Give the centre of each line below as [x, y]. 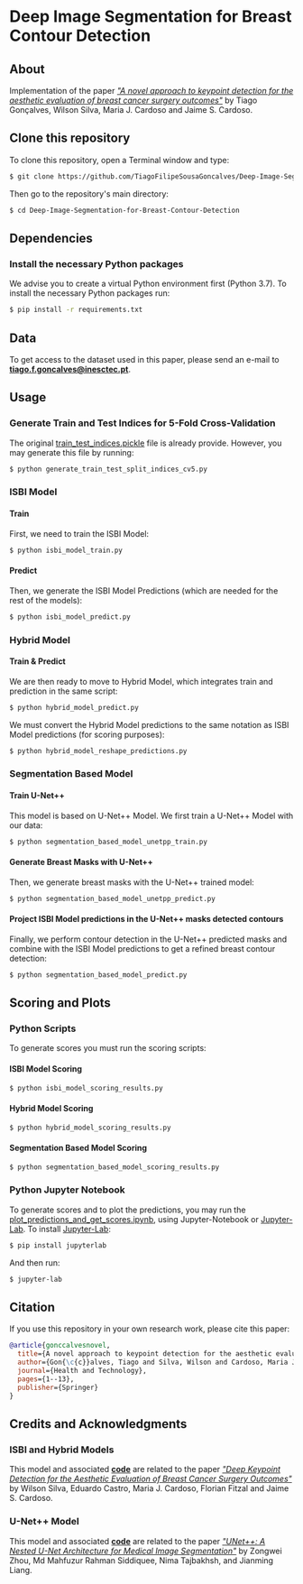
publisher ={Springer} [58, 1387]
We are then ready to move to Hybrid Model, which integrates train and [141, 681]
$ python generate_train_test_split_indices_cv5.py [108, 469]
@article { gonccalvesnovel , [60, 1346]
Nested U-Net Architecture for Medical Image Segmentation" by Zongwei [146, 1551]
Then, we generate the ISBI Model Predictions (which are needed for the [144, 590]
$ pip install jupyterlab [58, 1245]
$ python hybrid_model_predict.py [74, 707]
